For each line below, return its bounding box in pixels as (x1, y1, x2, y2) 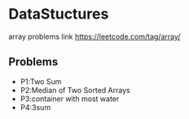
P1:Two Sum (20, 76, 62, 86)
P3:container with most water (20, 94, 120, 104)
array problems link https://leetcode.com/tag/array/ (8, 32, 181, 41)
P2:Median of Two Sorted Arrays (20, 85, 130, 95)
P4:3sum (20, 102, 51, 112)
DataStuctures (8, 5, 109, 23)
